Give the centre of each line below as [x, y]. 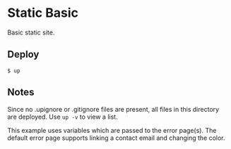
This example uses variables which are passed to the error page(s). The [112, 130]
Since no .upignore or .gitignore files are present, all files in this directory [113, 109]
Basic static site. [31, 32]
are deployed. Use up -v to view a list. [63, 117]
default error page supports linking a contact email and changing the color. [116, 138]
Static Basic [43, 13]
